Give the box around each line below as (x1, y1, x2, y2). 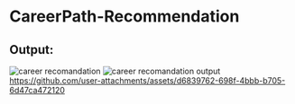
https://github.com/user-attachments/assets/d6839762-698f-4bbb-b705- (9, 75, 286, 86)
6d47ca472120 (9, 85, 66, 95)
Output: (9, 42, 54, 57)
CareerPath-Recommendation (9, 6, 240, 27)
